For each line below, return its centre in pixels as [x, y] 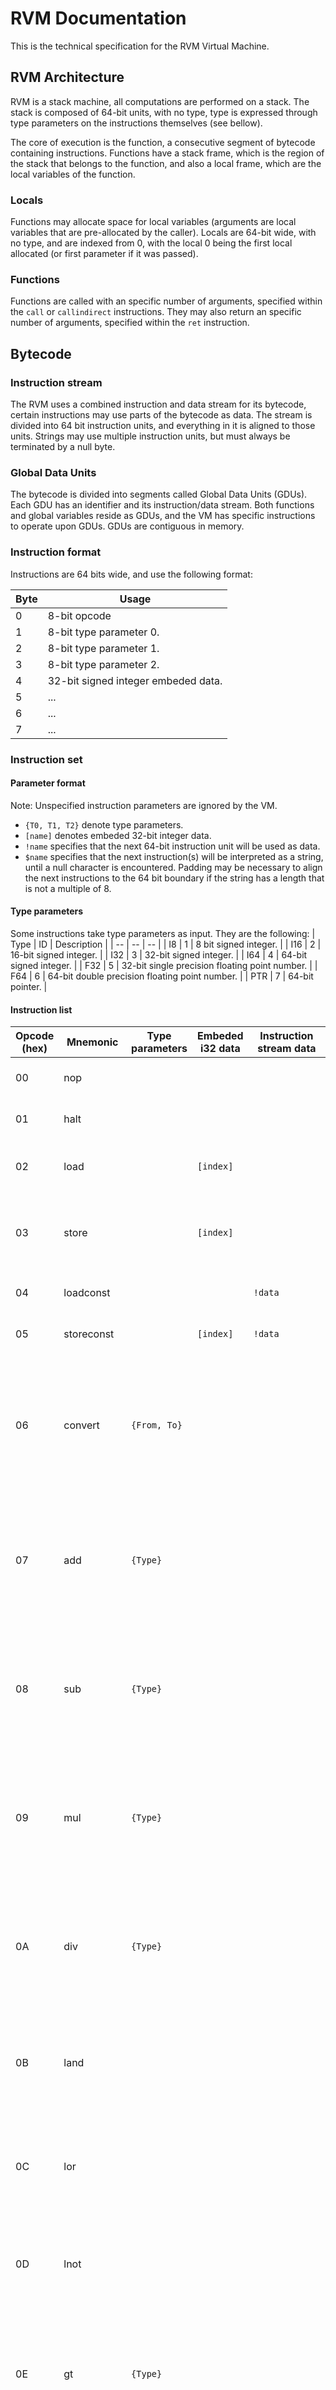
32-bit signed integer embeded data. [135, 680]
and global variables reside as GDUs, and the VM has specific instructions [163, 516]
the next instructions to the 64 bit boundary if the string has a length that [174, 878]
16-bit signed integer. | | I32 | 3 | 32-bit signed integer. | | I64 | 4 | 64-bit [159, 954]
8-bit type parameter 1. [103, 648]
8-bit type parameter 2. [103, 664]
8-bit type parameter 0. [103, 632]
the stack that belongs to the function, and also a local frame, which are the [166, 163]
